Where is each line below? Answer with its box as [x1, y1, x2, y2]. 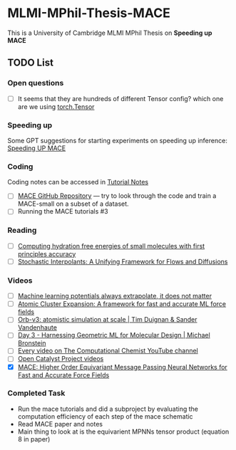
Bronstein [17, 339, 46, 347]
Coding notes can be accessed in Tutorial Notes [7, 178, 148, 187]
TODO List [7, 57, 53, 69]
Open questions [7, 78, 64, 88]
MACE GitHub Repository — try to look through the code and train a [17, 192, 217, 200]
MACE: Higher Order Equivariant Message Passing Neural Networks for [17, 362, 228, 371]
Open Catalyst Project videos [17, 355, 104, 363]
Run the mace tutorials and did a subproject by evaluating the [17, 404, 198, 413]
